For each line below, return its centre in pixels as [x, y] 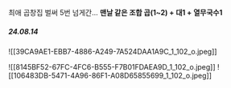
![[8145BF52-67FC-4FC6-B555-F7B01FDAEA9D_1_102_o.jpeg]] [112, 66]
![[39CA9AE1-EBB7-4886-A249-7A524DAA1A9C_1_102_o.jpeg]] [113, 51]
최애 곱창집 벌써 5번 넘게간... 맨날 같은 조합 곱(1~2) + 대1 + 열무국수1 [115, 12]
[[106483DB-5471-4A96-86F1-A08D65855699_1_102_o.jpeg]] [110, 75]
